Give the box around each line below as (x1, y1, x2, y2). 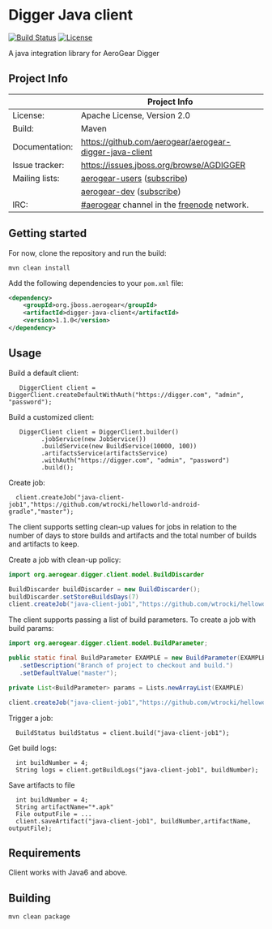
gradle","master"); (8, 508, 74, 516)
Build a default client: (8, 368, 79, 378)
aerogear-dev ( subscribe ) (80, 185, 181, 197)
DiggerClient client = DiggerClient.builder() (19, 428, 180, 436)
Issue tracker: (12, 159, 65, 171)
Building (8, 891, 51, 905)
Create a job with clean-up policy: (8, 555, 121, 564)
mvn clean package (8, 913, 70, 921)
